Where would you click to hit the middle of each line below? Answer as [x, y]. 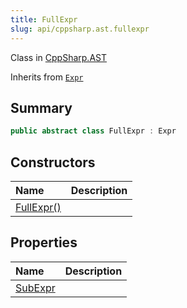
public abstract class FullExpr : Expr [93, 131]
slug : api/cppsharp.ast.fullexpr [80, 29]
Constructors [53, 162]
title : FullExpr [44, 19]
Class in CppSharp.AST [58, 57]
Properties [44, 242]
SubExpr [35, 288]
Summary [41, 107]
